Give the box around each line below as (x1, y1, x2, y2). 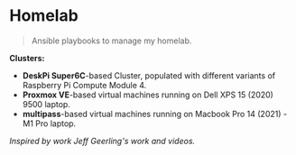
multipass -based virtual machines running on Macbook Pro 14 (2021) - (22, 108, 287, 119)
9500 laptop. (22, 98, 70, 109)
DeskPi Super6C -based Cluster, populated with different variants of (22, 69, 276, 81)
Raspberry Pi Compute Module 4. (22, 79, 147, 90)
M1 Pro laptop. (22, 118, 77, 129)
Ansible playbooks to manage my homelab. (31, 35, 192, 46)
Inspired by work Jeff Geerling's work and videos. (9, 135, 196, 146)
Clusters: (9, 52, 45, 63)
